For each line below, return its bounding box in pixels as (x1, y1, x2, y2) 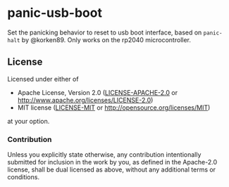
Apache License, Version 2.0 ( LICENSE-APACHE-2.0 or (17, 88, 178, 96)
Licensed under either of (7, 75, 79, 83)
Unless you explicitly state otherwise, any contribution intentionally (7, 150, 202, 159)
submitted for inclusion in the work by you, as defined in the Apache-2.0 (7, 158, 217, 167)
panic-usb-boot (7, 5, 102, 21)
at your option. (7, 117, 50, 125)
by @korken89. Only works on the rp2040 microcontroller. (21, 35, 192, 44)
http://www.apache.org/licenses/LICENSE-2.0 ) (17, 96, 154, 104)
